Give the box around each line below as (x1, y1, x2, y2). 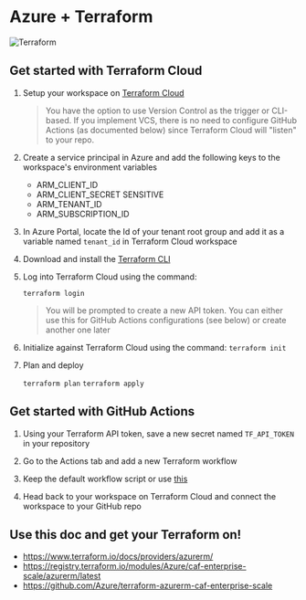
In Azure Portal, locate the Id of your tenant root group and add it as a (22, 226, 285, 237)
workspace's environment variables (22, 162, 158, 173)
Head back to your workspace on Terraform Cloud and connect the (22, 490, 277, 501)
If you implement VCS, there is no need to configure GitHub (73, 114, 297, 125)
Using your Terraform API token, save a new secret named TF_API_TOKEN (22, 427, 295, 439)
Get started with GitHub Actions (9, 404, 195, 419)
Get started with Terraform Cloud (9, 63, 203, 79)
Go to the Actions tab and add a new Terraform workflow (22, 455, 237, 467)
